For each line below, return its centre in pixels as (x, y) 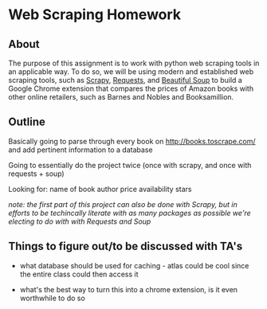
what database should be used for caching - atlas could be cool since (134, 265)
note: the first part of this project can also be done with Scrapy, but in (123, 204)
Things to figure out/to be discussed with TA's (126, 246)
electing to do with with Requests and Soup (80, 221)
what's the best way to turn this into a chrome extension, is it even (128, 289)
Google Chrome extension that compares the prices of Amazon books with (131, 88)
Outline (27, 122)
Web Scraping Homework (95, 15)
